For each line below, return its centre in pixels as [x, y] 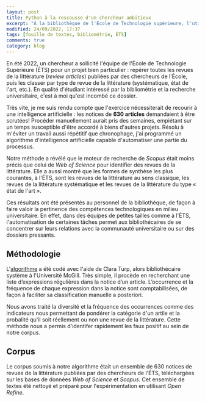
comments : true [26, 40]
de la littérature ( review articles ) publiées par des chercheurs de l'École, [97, 76]
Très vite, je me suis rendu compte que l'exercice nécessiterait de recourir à [102, 107]
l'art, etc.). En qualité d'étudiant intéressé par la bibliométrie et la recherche [101, 89]
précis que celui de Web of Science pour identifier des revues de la [91, 165]
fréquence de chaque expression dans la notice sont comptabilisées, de [97, 288]
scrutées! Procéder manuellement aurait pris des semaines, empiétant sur [99, 120]
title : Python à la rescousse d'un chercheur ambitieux [79, 18]
